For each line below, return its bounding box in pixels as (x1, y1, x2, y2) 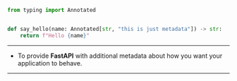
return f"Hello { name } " (20, 32, 90, 39)
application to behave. (17, 58, 83, 67)
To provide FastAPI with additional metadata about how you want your (17, 51, 223, 60)
